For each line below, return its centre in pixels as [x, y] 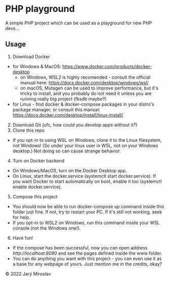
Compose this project [35, 197]
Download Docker [31, 56]
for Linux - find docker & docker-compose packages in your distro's [83, 104]
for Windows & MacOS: [37, 66]
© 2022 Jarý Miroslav [28, 274]
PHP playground [40, 9]
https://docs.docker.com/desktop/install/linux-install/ [68, 115]
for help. [21, 217]
